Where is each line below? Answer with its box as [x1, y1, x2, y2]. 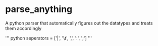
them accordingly [5, 25, 42, 31]
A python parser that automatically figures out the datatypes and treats [5, 20, 153, 26]
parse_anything [5, 3, 73, 15]
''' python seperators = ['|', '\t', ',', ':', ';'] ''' [5, 35, 92, 41]
